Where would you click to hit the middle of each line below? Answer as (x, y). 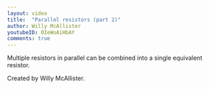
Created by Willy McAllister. (46, 78)
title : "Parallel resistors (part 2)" (64, 20)
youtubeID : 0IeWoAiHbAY (41, 32)
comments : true (29, 39)
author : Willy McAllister (44, 26)
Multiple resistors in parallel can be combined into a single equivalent (105, 58)
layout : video (27, 13)
